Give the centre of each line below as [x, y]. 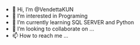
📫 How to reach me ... [40, 36]
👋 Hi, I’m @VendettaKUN [43, 9]
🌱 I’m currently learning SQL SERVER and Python [73, 22]
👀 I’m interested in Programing [50, 16]
